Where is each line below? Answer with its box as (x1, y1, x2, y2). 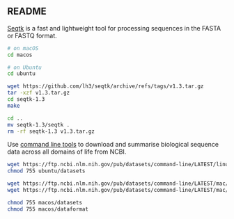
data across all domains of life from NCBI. (7, 147, 127, 156)
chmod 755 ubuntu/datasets (7, 168, 86, 175)
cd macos (7, 51, 33, 58)
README (7, 6, 47, 17)
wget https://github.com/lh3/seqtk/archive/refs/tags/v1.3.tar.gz (7, 83, 204, 90)
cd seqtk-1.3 (7, 96, 45, 103)
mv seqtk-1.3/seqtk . (7, 121, 70, 128)
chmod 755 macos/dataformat (7, 205, 89, 213)
